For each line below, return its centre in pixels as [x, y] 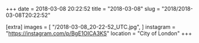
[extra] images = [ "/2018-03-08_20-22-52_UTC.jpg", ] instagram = [91, 27]
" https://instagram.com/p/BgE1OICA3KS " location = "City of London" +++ [99, 33]
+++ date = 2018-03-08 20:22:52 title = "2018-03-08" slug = [83, 9]
